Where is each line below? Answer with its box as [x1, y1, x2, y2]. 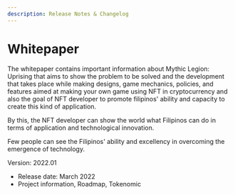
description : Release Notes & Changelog [7, 10, 130, 18]
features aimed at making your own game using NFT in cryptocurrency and [7, 87, 228, 96]
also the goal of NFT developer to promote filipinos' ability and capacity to [7, 94, 226, 103]
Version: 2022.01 [7, 158, 57, 167]
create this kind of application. [7, 102, 97, 111]
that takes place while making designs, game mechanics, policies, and [7, 79, 214, 88]
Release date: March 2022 [17, 172, 96, 181]
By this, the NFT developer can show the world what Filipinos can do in [7, 116, 216, 124]
